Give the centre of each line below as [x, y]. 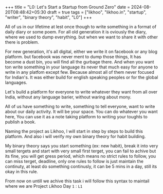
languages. [16, 82]
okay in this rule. [21, 171]
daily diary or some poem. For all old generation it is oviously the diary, [76, 32]
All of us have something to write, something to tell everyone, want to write [80, 106]
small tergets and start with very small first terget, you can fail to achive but [81, 151]
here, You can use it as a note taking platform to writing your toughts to [76, 117]
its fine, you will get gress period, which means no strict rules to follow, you [81, 156]
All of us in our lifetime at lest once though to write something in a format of [81, 27]
